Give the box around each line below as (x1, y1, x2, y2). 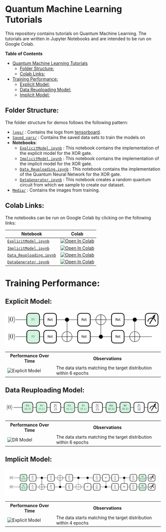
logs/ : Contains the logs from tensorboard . (12, 129, 101, 135)
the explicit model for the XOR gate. (19, 150, 92, 156)
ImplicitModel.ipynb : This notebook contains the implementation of (19, 155, 160, 161)
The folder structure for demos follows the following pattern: (5, 119, 128, 125)
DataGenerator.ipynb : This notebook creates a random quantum (19, 176, 151, 182)
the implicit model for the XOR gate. (19, 160, 92, 167)
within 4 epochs (56, 520, 89, 526)
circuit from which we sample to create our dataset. (19, 182, 125, 188)
